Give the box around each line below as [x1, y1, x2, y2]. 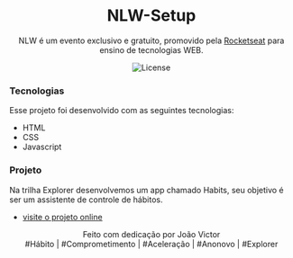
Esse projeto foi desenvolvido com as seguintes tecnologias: [9, 105, 234, 116]
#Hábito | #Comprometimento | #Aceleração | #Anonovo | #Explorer [24, 238, 279, 249]
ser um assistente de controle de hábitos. [9, 194, 163, 205]
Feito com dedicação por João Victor [82, 228, 221, 239]
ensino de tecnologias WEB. [98, 44, 205, 55]
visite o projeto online [22, 211, 103, 222]
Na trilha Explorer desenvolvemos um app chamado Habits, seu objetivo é [9, 184, 284, 195]
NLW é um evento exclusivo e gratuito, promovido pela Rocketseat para [18, 35, 285, 46]
